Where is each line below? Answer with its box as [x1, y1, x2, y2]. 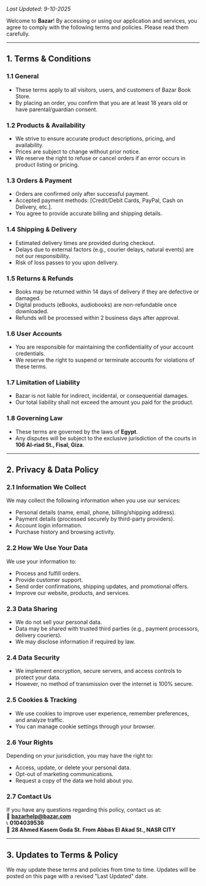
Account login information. [15, 522, 83, 529]
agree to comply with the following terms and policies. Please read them [6, 24, 189, 31]
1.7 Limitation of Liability [6, 378, 81, 387]
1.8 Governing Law [6, 414, 63, 422]
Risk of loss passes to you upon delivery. [15, 258, 119, 266]
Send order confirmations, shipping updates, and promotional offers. [15, 583, 189, 590]
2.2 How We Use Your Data [6, 543, 88, 552]
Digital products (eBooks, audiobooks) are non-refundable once [15, 301, 177, 308]
